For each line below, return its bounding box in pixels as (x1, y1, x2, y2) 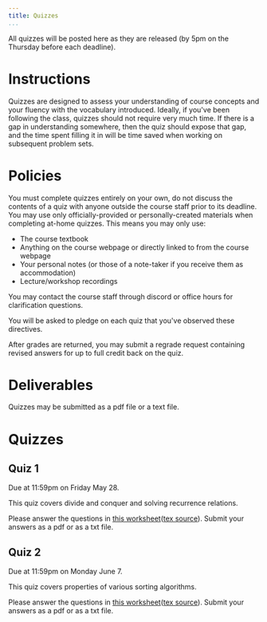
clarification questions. (8, 300, 84, 309)
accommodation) (19, 268, 77, 278)
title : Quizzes (8, 11, 59, 20)
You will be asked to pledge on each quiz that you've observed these (8, 316, 235, 325)
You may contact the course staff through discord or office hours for (8, 292, 234, 301)
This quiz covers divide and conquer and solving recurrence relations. (8, 498, 238, 508)
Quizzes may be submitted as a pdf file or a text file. (8, 402, 179, 411)
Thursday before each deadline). (8, 41, 116, 52)
